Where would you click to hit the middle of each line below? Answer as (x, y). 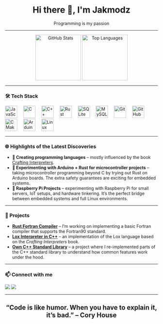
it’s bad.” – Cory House (81, 315)
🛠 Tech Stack (22, 96)
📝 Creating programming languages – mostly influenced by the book (81, 157)
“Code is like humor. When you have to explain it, (81, 307)
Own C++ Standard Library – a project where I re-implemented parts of (84, 247)
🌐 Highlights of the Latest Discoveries (51, 147)
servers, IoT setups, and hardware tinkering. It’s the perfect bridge (78, 193)
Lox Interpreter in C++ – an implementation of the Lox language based (83, 236)
